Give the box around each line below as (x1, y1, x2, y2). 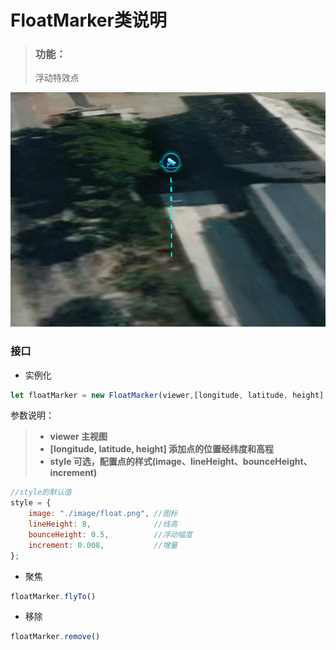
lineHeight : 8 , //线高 (28, 519, 178, 530)
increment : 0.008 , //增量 (28, 540, 178, 550)
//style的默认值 (10, 487, 72, 498)
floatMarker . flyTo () (10, 591, 97, 601)
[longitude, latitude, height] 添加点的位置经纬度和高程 (49, 443, 274, 455)
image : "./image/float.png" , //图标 (28, 509, 178, 519)
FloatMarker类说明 (10, 9, 167, 32)
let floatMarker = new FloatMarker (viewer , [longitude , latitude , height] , (10, 390, 329, 400)
